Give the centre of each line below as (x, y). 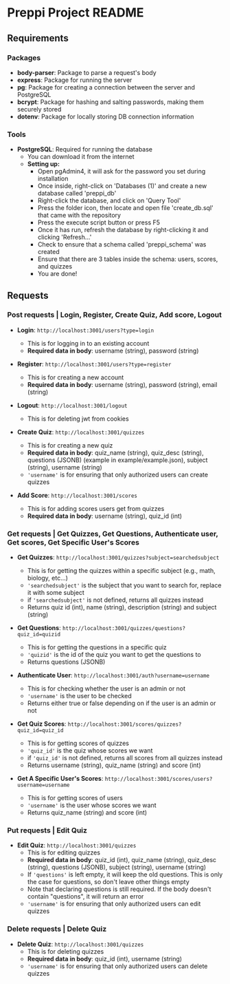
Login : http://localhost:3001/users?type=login (85, 330)
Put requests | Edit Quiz (47, 830)
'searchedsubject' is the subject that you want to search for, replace (124, 585)
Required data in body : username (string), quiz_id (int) (105, 516)
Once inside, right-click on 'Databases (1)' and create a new (122, 186)
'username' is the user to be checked (79, 696)
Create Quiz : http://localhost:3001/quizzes (81, 432)
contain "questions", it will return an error (85, 897)
